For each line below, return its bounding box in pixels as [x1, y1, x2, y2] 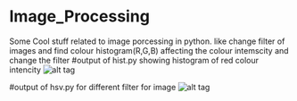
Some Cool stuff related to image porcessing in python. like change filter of [9, 36, 285, 46]
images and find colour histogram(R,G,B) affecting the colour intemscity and [9, 45, 289, 55]
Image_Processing [9, 6, 150, 27]
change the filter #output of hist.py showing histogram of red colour [9, 55, 260, 65]
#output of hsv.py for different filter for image [9, 81, 177, 92]
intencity [9, 64, 42, 75]
